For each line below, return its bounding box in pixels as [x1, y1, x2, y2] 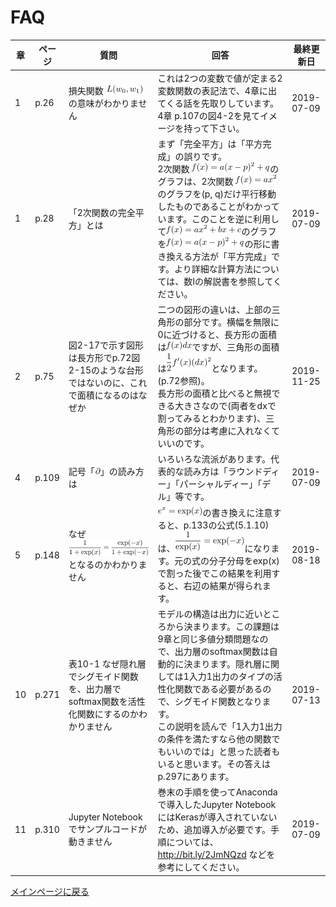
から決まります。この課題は [166, 620, 280, 632]
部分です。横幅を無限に [183, 316, 280, 328]
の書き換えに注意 [202, 506, 273, 518]
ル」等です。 [157, 491, 210, 503]
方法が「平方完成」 [191, 250, 272, 262]
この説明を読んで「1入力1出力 [157, 720, 283, 732]
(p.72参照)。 [157, 375, 210, 387]
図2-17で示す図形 [68, 339, 145, 351]
